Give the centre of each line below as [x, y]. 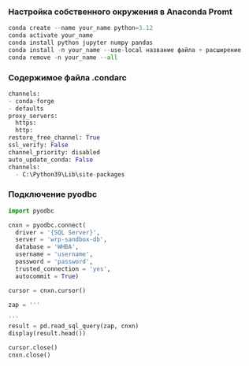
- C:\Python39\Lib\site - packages [70, 174]
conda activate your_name [50, 35]
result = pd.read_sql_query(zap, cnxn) [74, 326]
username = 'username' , [54, 254]
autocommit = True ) [47, 276]
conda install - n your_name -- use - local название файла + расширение [125, 50]
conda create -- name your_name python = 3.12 [81, 28]
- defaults [26, 109]
